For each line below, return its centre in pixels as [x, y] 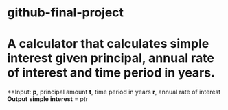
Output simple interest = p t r [48, 99]
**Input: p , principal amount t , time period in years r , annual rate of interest [114, 92]
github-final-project [66, 13]
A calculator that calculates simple [108, 44]
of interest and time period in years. [111, 73]
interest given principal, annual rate [111, 58]
